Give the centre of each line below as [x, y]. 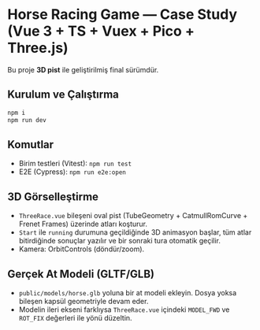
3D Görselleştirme [53, 197]
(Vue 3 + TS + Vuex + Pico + [101, 31]
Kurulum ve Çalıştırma [63, 95]
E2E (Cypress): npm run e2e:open [72, 172]
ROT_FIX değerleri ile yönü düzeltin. [75, 317]
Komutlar [31, 145]
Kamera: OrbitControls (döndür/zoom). [82, 249]
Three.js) [38, 48]
